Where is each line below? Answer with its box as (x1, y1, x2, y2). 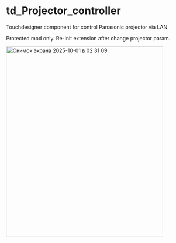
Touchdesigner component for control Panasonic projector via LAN (6, 23, 168, 30)
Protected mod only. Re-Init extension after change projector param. (6, 35, 171, 42)
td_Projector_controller (6, 4, 121, 18)
